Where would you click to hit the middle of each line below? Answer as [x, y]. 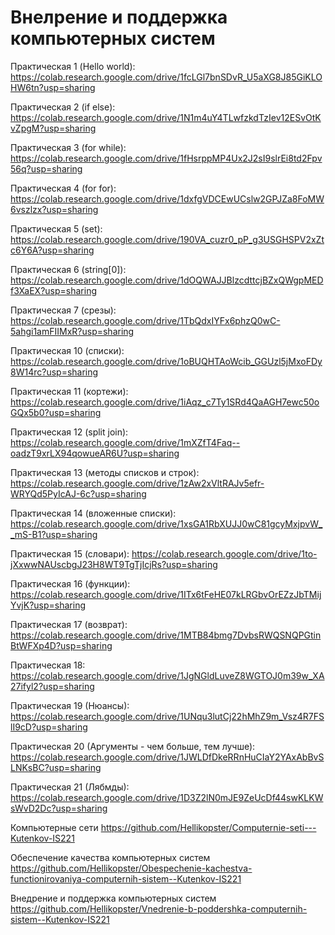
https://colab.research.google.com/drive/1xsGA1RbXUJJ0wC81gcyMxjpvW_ [166, 523]
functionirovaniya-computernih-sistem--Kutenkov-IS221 [126, 878]
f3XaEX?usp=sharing [53, 290]
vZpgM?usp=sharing [53, 128]
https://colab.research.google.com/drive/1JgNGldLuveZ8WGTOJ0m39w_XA [167, 675]
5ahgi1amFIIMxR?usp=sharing [72, 331]
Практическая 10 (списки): [67, 350]
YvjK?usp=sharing [48, 605]
